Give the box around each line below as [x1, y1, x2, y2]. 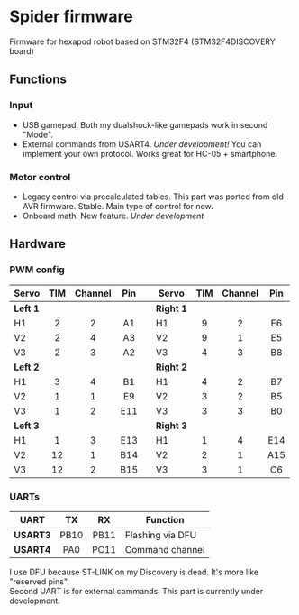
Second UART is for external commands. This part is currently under [9, 585, 264, 596]
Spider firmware [9, 6, 133, 27]
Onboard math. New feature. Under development [22, 210, 204, 221]
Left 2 [14, 361, 40, 373]
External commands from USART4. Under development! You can [22, 138, 262, 150]
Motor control [9, 170, 71, 183]
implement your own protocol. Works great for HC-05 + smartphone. [22, 148, 277, 159]
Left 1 [14, 302, 40, 315]
